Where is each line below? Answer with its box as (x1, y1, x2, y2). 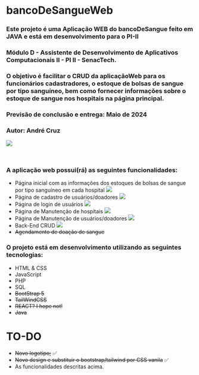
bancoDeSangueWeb (6, 4, 113, 17)
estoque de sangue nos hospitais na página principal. (6, 94, 164, 102)
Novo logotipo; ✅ (14, 349, 58, 356)
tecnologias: (6, 251, 43, 259)
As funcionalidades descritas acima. (14, 362, 104, 370)
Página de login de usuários (14, 201, 83, 208)
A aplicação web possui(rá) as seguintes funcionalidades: (6, 166, 178, 174)
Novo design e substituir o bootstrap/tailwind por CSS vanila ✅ (14, 356, 169, 363)
